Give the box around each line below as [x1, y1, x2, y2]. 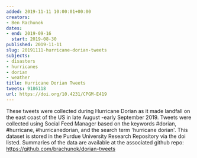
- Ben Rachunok [6, 20, 44, 25]
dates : [6, 25, 22, 31]
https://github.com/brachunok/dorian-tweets [6, 145, 116, 152]
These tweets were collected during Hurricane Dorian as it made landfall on [6, 107, 190, 114]
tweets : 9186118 [6, 86, 46, 92]
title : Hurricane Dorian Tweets [6, 80, 86, 86]
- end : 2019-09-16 [6, 31, 51, 37]
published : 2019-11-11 [6, 42, 62, 48]
